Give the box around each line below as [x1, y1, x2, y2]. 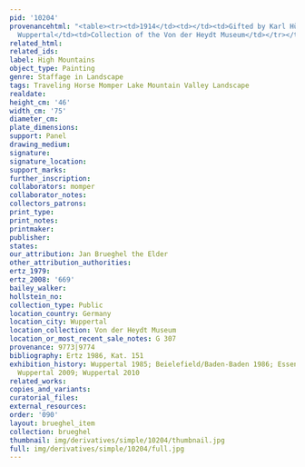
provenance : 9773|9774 [9, 343, 95, 352]
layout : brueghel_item [9, 419, 95, 428]
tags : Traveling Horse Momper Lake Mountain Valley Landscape [9, 81, 250, 90]
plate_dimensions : [9, 124, 79, 133]
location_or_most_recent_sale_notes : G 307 [9, 334, 177, 343]
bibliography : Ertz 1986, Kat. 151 [9, 351, 144, 360]
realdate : [9, 89, 47, 98]
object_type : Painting [9, 65, 95, 74]
